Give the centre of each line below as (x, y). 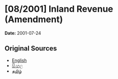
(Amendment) (34, 19)
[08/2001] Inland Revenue (59, 9)
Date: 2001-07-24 (23, 33)
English (19, 60)
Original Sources (31, 48)
